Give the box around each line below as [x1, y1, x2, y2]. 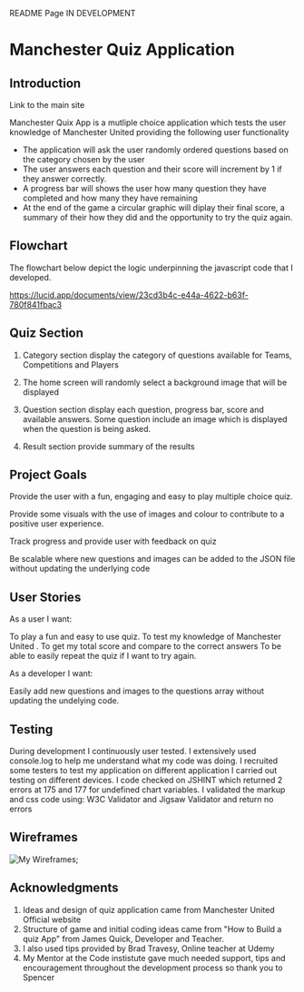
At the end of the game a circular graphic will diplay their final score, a [22, 202, 286, 212]
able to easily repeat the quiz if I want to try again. [9, 651, 197, 662]
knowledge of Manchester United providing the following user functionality [9, 127, 289, 137]
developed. [9, 271, 52, 282]
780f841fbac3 [9, 299, 62, 309]
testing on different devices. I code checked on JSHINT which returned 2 [9, 775, 283, 786]
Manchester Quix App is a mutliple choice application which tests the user [9, 117, 287, 128]
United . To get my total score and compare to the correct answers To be [9, 641, 282, 652]
